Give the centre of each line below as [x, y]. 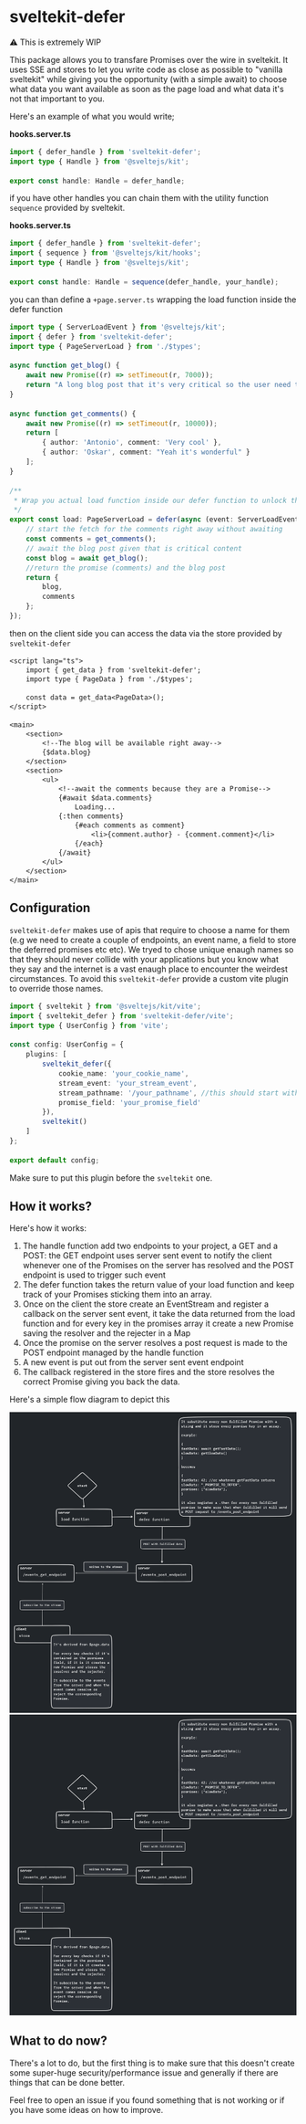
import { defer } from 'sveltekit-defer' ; [91, 336]
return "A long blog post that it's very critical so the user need [158, 385]
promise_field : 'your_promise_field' [130, 1102]
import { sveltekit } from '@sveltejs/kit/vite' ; [106, 1006]
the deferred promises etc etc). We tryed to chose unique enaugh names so [152, 949]
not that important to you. [57, 99]
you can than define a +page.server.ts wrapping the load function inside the [153, 300]
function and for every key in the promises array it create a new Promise [158, 1324]
